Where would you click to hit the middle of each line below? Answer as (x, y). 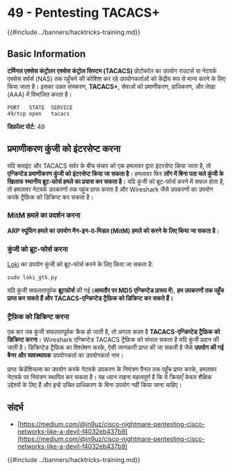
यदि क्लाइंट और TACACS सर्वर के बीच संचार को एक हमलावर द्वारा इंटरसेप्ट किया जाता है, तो (109, 166)
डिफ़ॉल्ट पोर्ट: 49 (26, 126)
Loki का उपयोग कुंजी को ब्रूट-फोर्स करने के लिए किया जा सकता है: (80, 264)
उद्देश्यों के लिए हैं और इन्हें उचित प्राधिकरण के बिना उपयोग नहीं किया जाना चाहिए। (95, 385)
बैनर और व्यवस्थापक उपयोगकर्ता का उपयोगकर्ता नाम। (65, 355)
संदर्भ (15, 407)
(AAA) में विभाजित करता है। (40, 94)
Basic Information (47, 54)
